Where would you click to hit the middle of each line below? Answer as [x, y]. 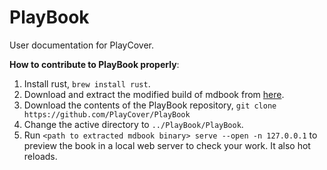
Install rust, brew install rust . [87, 83]
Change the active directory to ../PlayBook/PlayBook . [133, 124]
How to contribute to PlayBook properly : [94, 64]
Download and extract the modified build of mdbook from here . [154, 94]
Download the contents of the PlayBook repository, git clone [150, 105]
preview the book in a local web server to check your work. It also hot [167, 145]
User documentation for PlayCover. [81, 45]
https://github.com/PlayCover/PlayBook [107, 114]
